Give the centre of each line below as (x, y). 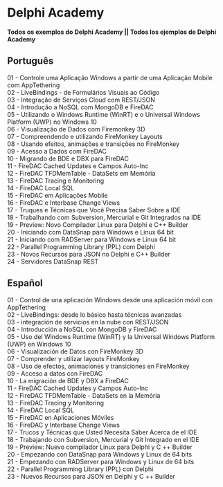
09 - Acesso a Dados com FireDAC (57, 151)
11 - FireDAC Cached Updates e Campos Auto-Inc (78, 166)
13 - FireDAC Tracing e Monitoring (56, 181)
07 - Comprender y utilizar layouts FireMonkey (73, 358)
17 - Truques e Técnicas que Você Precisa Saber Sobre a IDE (94, 210)
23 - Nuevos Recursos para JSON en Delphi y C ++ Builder (91, 476)
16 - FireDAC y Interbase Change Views (63, 425)
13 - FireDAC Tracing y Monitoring (56, 403)
